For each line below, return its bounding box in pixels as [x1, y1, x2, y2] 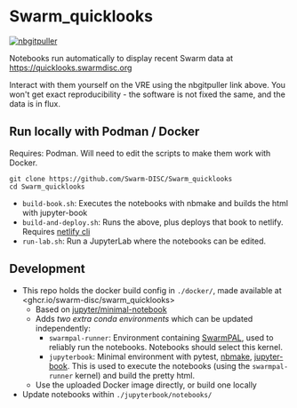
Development [9, 261, 86, 276]
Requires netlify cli [21, 226, 91, 236]
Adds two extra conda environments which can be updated [35, 313, 253, 324]
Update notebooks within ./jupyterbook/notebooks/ [21, 388, 213, 399]
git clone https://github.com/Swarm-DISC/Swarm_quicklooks [9, 174, 233, 183]
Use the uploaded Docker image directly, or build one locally [35, 380, 258, 390]
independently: [35, 323, 91, 333]
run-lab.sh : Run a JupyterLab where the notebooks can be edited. [21, 236, 267, 246]
